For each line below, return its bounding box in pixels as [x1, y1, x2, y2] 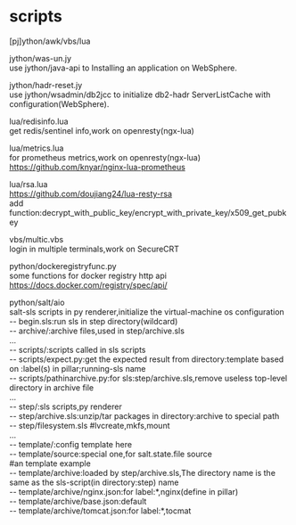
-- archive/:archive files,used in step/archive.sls [9, 325, 185, 336]
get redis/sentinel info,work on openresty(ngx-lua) [9, 125, 194, 135]
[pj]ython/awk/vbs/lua [9, 36, 91, 46]
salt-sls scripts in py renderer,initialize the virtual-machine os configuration [9, 306, 285, 317]
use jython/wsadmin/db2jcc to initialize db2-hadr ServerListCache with [9, 89, 271, 100]
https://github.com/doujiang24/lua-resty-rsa [9, 188, 172, 199]
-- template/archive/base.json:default [9, 496, 147, 506]
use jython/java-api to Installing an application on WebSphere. [9, 62, 238, 73]
